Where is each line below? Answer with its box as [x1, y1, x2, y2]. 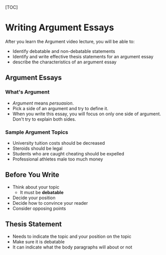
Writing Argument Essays [5, 22, 114, 33]
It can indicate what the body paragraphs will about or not [12, 244, 132, 250]
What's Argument [5, 89, 50, 96]
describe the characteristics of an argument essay [12, 59, 117, 65]
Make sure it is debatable [12, 238, 65, 244]
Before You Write [5, 171, 60, 179]
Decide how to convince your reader [12, 200, 88, 206]
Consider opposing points [12, 205, 66, 211]
